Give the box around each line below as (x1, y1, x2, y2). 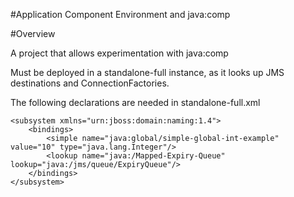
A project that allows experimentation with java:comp (10, 47, 229, 59)
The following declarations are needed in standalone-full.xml (10, 97, 261, 108)
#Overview (10, 28, 56, 39)
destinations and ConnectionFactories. (10, 77, 170, 89)
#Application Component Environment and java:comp (10, 9, 231, 20)
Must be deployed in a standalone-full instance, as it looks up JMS (10, 67, 285, 78)
